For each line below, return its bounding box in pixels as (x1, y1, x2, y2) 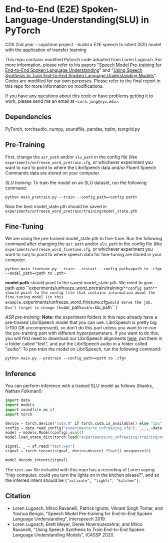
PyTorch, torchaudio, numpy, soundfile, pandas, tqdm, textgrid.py (5, 126, 140, 132)
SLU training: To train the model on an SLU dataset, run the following (5, 179, 147, 186)
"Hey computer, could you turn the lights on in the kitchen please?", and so (5, 472, 159, 478)
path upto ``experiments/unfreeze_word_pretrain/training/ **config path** (5, 285, 157, 291)
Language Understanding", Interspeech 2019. (12, 515, 106, 522)
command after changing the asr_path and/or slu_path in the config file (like (5, 241, 162, 247)
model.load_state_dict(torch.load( (5, 435, 79, 440)
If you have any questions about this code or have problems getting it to (5, 93, 153, 99)
